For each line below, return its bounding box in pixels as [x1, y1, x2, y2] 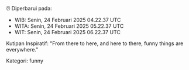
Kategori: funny [6, 57, 44, 64]
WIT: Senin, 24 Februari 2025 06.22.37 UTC [14, 29, 121, 35]
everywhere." [6, 46, 39, 53]
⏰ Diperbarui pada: [6, 5, 53, 12]
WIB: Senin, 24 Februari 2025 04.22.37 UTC [14, 17, 121, 23]
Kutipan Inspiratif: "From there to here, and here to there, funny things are [6, 40, 184, 47]
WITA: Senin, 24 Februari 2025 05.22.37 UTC [14, 23, 124, 30]
